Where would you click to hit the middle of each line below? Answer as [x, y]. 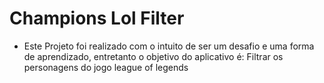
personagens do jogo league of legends [106, 67]
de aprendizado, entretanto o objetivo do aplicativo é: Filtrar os [153, 56]
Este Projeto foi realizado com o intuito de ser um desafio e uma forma [169, 46]
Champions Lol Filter [97, 18]
